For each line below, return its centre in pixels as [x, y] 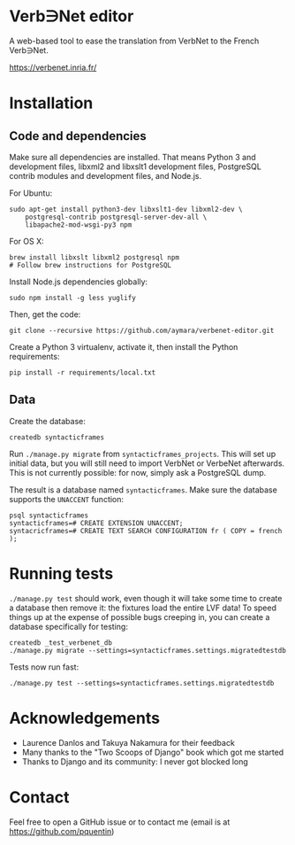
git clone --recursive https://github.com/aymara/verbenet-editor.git [142, 330]
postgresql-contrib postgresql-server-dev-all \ [116, 217]
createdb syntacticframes [57, 437]
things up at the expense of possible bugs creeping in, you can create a [140, 616]
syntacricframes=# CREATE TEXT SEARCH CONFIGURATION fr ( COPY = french [146, 531]
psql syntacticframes [49, 516]
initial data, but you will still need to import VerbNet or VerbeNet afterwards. [147, 463]
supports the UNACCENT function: [67, 499]
